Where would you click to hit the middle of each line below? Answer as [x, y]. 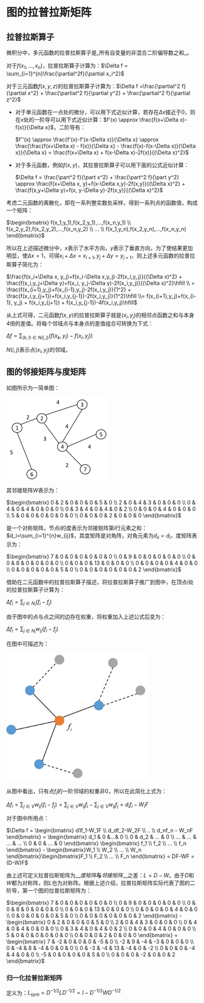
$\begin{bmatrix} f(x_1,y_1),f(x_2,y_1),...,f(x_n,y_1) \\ [69, 222]
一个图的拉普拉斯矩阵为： [59, 891]
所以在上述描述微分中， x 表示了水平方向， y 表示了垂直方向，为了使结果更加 [100, 248]
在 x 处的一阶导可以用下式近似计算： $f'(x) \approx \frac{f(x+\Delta [97, 119]
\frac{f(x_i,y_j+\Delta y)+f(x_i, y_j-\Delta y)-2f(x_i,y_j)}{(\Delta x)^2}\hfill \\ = [101, 283]
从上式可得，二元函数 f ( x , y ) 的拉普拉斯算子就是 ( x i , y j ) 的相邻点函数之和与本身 [100, 316]
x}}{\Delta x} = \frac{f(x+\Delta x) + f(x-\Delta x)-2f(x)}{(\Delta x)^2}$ [102, 152]
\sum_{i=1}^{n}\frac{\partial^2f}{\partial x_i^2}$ [65, 73]
